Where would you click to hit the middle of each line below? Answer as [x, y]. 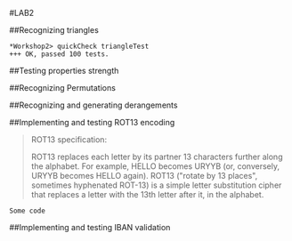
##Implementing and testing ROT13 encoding [92, 122]
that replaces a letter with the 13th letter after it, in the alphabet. [147, 194]
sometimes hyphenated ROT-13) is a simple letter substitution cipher [156, 185]
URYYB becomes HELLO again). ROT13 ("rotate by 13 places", [144, 176]
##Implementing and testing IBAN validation [90, 227]
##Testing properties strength [64, 71]
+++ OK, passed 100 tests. [59, 54]
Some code [28, 211]
